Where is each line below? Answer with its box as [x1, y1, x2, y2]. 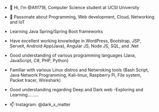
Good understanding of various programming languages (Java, [9, 52, 136, 58]
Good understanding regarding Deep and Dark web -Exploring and [9, 87, 143, 92]
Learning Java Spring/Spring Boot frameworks [9, 29, 103, 34]
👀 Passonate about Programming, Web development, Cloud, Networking [9, 14, 155, 19]
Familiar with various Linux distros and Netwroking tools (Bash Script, [9, 67, 149, 73]
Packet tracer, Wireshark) [9, 78, 61, 83]
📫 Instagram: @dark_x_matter [9, 102, 71, 107]
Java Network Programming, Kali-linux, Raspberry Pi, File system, [9, 72, 142, 78]
